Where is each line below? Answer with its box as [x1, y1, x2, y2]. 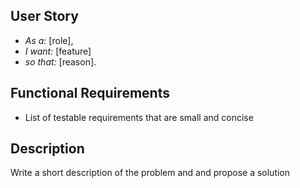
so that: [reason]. [24, 55, 97, 68]
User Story [10, 8, 79, 25]
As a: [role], [24, 34, 74, 46]
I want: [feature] [24, 45, 92, 57]
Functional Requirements [10, 85, 170, 102]
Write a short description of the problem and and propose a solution [10, 167, 291, 179]
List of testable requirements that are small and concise [24, 111, 254, 123]
